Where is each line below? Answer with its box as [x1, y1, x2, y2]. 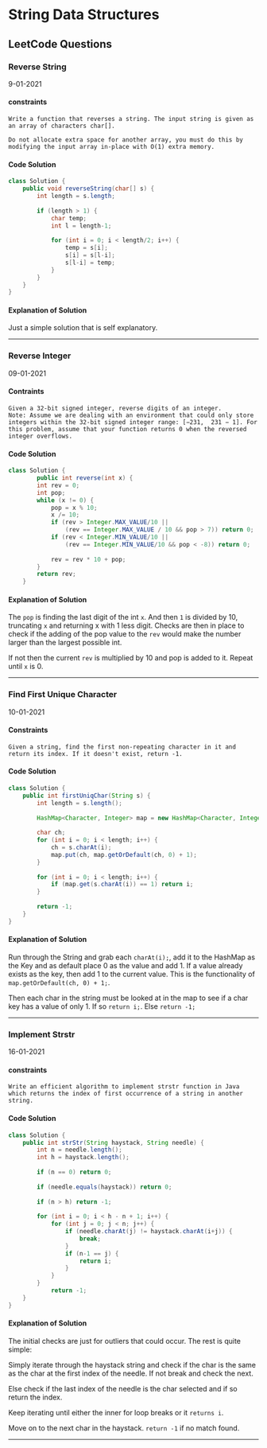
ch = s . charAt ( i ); [50, 843, 112, 852]
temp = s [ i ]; [64, 244, 109, 252]
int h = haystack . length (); [37, 1154, 130, 1162]
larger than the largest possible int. [8, 638, 122, 648]
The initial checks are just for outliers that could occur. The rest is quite [8, 1336, 241, 1345]
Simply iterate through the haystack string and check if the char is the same [8, 1360, 257, 1369]
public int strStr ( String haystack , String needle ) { [22, 1139, 204, 1146]
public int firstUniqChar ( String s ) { [22, 792, 151, 800]
